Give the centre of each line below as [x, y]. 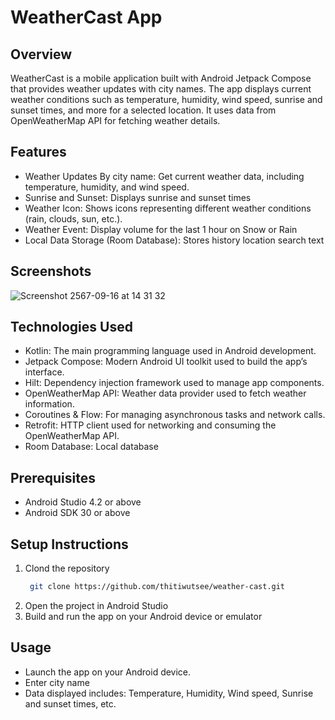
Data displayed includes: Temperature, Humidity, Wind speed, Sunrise [169, 693]
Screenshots [51, 271]
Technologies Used [71, 327]
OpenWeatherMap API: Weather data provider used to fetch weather [165, 393]
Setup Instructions [69, 544]
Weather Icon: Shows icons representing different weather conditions [168, 208]
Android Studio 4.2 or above [83, 502]
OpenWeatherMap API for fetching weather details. [115, 120]
